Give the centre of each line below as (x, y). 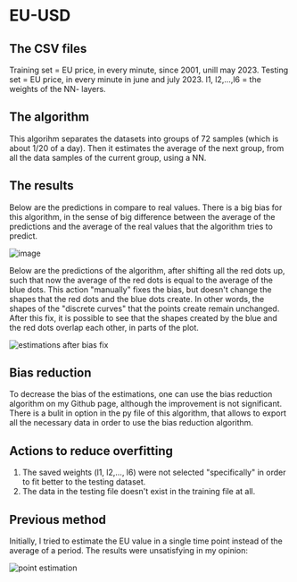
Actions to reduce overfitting (91, 451)
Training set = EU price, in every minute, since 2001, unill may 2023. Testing (149, 70)
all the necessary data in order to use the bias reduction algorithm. (132, 423)
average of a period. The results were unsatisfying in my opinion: (128, 551)
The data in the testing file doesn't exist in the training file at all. (139, 492)
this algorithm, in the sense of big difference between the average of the (142, 216)
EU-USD (40, 16)
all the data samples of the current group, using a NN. (108, 157)
